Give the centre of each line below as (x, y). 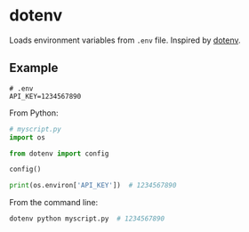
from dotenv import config (59, 153)
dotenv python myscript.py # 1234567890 (87, 219)
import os (28, 137)
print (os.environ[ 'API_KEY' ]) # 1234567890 (93, 186)
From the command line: (54, 203)
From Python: (34, 113)
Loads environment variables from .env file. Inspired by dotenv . (125, 40)
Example (34, 68)
